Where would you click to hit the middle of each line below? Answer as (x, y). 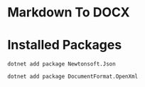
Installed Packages (65, 45)
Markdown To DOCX (69, 12)
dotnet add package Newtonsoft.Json (61, 64)
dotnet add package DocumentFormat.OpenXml (73, 77)
